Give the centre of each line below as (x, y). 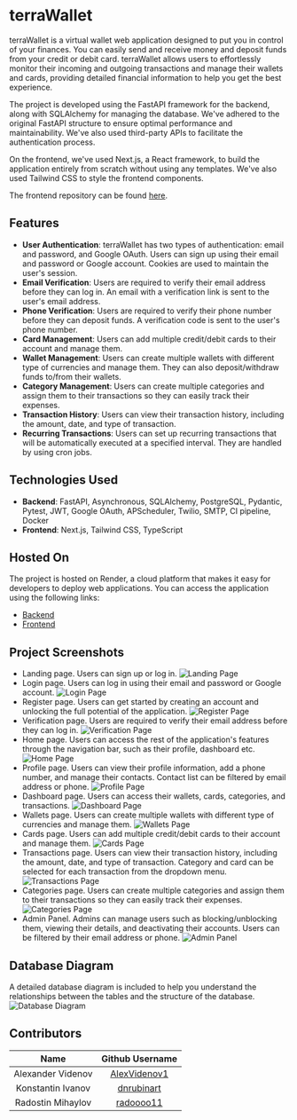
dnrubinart (139, 1088)
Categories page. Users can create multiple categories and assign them (153, 891)
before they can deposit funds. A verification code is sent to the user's (151, 319)
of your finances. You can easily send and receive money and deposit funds (148, 49)
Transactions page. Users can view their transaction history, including (149, 853)
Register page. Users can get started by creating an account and (140, 702)
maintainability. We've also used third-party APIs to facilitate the (126, 132)
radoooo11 (139, 1102)
